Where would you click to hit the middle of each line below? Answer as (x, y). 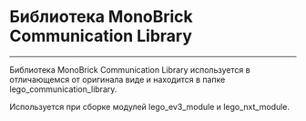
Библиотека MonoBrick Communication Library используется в (130, 69)
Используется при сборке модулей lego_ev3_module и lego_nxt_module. (149, 106)
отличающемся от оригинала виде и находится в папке (117, 79)
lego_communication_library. (63, 89)
